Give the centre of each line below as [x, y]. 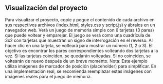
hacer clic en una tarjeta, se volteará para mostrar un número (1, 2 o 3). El [79, 45]
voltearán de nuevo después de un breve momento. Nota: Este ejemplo [76, 61]
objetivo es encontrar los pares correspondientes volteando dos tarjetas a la [81, 50]
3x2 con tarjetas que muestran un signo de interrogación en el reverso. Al [79, 40]
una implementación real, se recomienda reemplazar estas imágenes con [78, 71]
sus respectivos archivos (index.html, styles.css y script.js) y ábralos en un [80, 25]
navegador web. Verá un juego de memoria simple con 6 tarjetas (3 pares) [80, 30]
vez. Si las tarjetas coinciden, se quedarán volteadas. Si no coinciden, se [78, 56]
